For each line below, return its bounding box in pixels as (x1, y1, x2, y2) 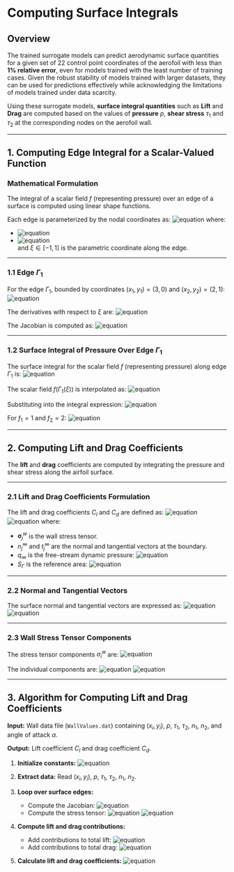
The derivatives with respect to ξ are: (7, 307, 114, 316)
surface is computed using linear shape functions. (7, 202, 151, 210)
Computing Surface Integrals (7, 5, 179, 21)
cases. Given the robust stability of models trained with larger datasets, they (7, 73, 226, 82)
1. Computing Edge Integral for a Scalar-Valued (7, 147, 214, 158)
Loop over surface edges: (17, 788, 94, 797)
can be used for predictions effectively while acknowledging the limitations (7, 81, 222, 89)
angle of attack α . (7, 730, 58, 739)
